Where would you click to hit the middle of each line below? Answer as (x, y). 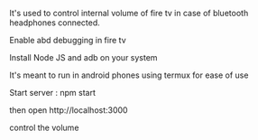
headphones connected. (55, 23)
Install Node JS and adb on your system (83, 57)
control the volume (44, 127)
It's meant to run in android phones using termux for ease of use (129, 75)
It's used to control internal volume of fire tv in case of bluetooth (129, 13)
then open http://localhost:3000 (69, 110)
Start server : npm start (53, 93)
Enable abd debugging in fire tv (68, 40)
